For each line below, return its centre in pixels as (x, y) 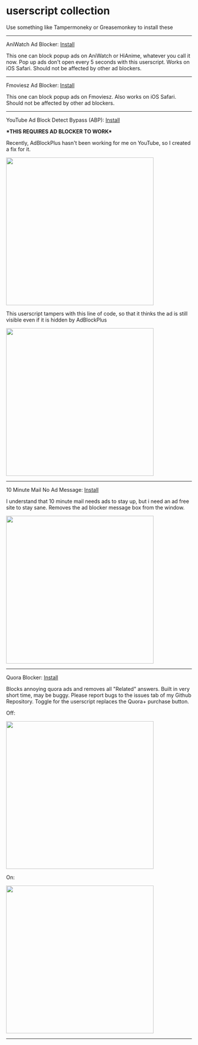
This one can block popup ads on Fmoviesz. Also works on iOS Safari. (91, 96)
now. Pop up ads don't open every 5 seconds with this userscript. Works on (98, 62)
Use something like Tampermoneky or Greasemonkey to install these (90, 27)
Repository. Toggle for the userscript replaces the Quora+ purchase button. (98, 701)
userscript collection (58, 11)
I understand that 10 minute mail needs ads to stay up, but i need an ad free (98, 501)
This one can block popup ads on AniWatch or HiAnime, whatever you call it (98, 56)
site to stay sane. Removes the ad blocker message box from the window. (95, 507)
